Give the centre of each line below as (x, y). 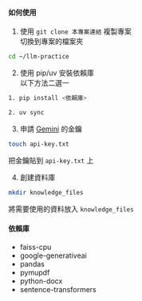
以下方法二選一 (44, 83)
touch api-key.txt (39, 144)
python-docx (41, 281)
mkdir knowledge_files (46, 192)
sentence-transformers (58, 289)
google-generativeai (53, 255)
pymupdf (35, 272)
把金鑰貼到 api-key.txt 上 (51, 160)
